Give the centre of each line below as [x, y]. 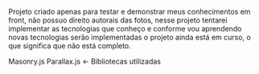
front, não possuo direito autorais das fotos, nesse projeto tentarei [118, 20]
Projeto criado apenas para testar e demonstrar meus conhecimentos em [129, 12]
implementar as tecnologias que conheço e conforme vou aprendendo [125, 29]
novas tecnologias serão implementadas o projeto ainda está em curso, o [129, 37]
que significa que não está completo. [70, 46]
